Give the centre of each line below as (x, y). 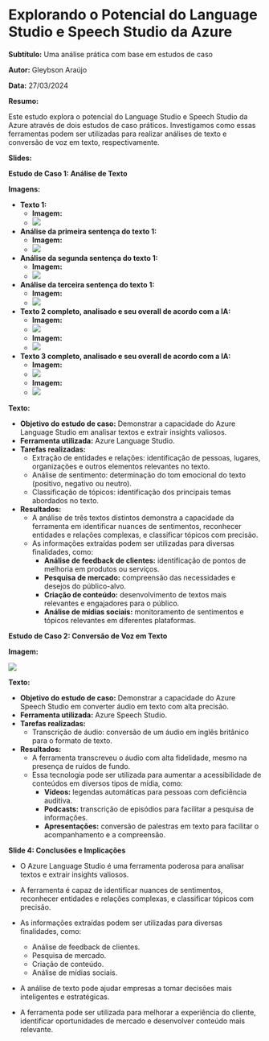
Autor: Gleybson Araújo (48, 69)
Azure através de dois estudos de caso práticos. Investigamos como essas (132, 125)
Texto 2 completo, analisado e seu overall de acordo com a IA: (125, 311)
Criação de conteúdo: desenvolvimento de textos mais (135, 594)
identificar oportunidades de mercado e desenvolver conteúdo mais (132, 1021)
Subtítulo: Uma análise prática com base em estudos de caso (110, 54)
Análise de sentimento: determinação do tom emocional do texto (139, 475)
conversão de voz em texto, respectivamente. (84, 142)
